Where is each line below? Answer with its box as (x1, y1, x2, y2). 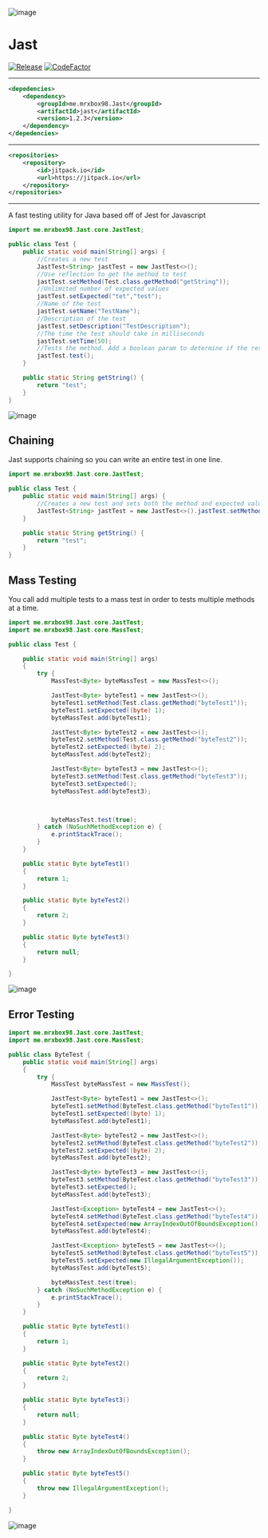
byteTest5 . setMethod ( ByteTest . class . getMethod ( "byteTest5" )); (50, 1249, 262, 1257)
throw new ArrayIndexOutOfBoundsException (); (37, 1448, 191, 1456)
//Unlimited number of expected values (37, 285, 170, 293)
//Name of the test (37, 300, 102, 308)
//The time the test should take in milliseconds (37, 329, 205, 337)
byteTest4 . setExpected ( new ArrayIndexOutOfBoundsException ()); (50, 1220, 266, 1228)
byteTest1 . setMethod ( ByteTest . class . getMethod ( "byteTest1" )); (50, 1102, 262, 1110)
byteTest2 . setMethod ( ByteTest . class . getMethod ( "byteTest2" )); (50, 1139, 262, 1147)
